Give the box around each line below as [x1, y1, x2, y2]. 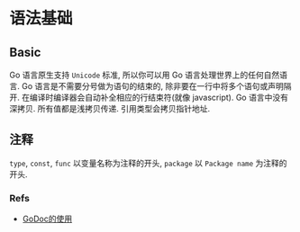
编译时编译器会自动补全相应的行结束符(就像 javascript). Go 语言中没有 [29, 92, 288, 103]
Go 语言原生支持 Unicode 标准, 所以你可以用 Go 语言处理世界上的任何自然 [9, 69, 280, 80]
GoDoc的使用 [22, 213, 73, 225]
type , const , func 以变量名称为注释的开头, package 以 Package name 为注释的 [9, 157, 287, 168]
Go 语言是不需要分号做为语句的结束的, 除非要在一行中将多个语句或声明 [21, 81, 284, 91]
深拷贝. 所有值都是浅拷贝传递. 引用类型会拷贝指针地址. [9, 103, 210, 113]
